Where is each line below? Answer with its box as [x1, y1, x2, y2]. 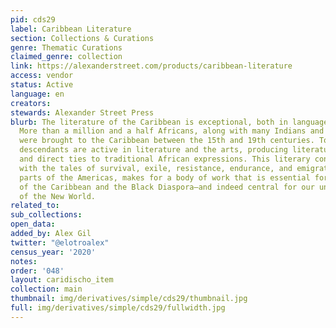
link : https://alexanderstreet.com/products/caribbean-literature [10, 61, 293, 71]
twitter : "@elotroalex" [10, 237, 110, 248]
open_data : [10, 219, 56, 230]
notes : [10, 256, 38, 266]
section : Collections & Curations [10, 33, 155, 43]
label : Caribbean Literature [10, 24, 132, 34]
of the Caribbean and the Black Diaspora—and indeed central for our [19, 182, 315, 192]
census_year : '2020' [10, 247, 97, 257]
